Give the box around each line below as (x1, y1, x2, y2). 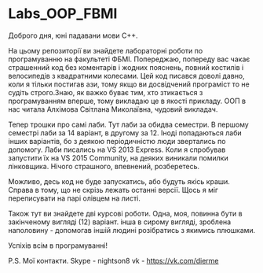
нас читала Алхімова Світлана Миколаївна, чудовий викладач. (8, 104, 218, 114)
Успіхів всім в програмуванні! (8, 241, 108, 250)
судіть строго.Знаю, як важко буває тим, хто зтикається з (8, 87, 203, 97)
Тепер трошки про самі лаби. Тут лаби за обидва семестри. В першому (8, 120, 249, 129)
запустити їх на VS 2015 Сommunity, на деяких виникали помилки (8, 153, 229, 162)
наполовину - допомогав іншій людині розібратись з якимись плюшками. (8, 225, 256, 234)
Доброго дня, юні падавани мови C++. (8, 31, 139, 40)
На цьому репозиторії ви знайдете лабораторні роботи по (8, 46, 203, 55)
